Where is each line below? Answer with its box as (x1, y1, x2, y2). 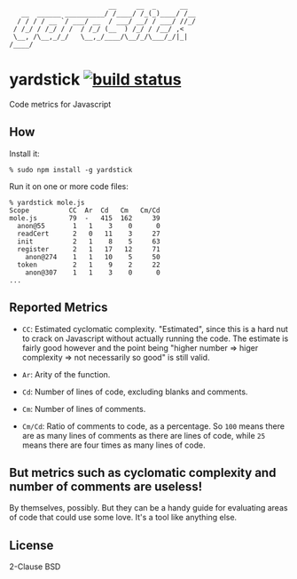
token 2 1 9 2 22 (17, 260, 161, 269)
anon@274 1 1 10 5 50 (25, 252, 161, 261)
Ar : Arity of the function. (21, 369, 111, 379)
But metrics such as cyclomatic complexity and (9, 464, 277, 480)
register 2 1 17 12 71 (17, 244, 161, 254)
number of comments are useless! (9, 479, 203, 494)
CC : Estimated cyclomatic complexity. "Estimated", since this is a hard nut (21, 323, 288, 334)
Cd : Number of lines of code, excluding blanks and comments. (21, 386, 248, 397)
